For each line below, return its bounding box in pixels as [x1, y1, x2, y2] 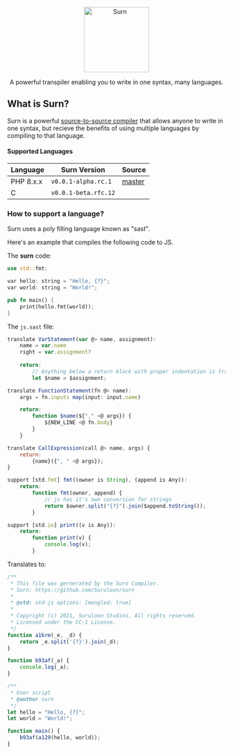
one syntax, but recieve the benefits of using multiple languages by [7, 124, 200, 132]
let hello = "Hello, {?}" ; [7, 709, 85, 716]
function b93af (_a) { [7, 657, 70, 664]
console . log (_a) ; [19, 663, 70, 671]
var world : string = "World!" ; [7, 284, 98, 292]
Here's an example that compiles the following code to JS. [7, 238, 174, 246]
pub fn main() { [7, 297, 54, 304]
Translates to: [7, 560, 46, 568]
